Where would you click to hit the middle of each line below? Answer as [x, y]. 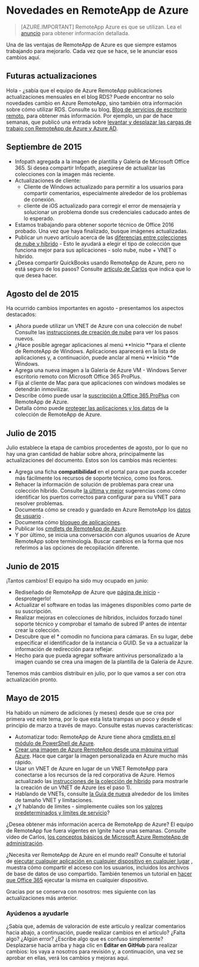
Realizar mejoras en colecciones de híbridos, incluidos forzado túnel [98, 617]
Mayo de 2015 [33, 698]
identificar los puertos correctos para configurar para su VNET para [98, 497]
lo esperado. [39, 218]
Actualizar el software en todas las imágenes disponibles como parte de [103, 605]
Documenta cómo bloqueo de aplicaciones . [68, 522]
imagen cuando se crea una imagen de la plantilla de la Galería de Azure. [104, 662]
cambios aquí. [23, 57]
